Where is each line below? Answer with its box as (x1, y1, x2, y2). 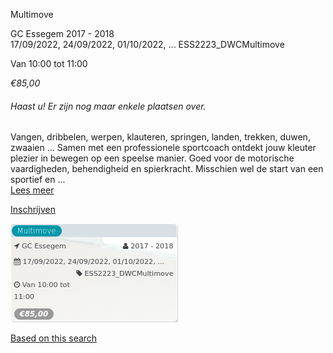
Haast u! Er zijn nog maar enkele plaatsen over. (10, 100, 207, 112)
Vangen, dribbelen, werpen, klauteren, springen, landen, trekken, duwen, (10, 131, 311, 143)
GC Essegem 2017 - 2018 (10, 28, 115, 39)
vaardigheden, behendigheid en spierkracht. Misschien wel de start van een (10, 163, 324, 175)
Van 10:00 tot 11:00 (10, 58, 88, 69)
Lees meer (10, 184, 55, 196)
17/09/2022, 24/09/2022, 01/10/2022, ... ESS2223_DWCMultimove (10, 39, 285, 50)
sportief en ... (10, 174, 66, 186)
